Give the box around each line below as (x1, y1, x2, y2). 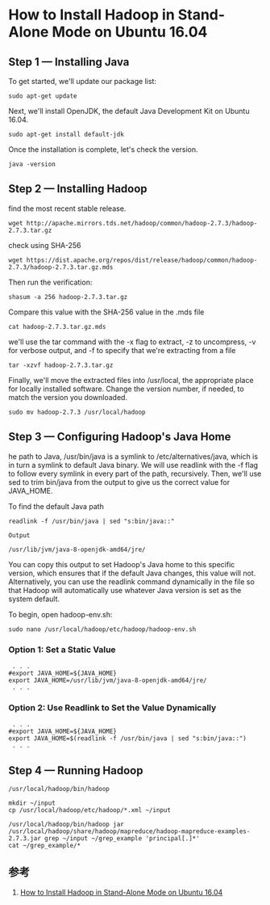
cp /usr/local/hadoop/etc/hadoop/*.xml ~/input (8, 806, 172, 814)
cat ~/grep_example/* (8, 842, 81, 850)
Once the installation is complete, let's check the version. (8, 145, 199, 154)
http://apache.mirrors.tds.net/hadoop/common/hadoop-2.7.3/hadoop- (26, 219, 258, 227)
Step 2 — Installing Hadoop (8, 182, 147, 196)
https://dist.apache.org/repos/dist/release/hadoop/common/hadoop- (26, 256, 258, 264)
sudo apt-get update (8, 92, 78, 100)
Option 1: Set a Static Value (8, 644, 116, 655)
